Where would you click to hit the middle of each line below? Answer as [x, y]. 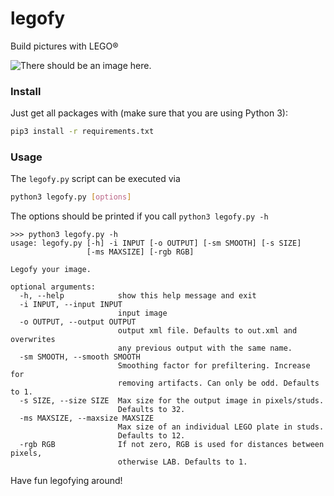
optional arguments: [53, 287]
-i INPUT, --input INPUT [71, 305]
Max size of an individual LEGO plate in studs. [221, 427]
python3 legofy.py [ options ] [71, 197]
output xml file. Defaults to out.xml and [207, 331]
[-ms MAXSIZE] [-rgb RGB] [140, 252]
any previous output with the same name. [205, 348]
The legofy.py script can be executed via [95, 179]
